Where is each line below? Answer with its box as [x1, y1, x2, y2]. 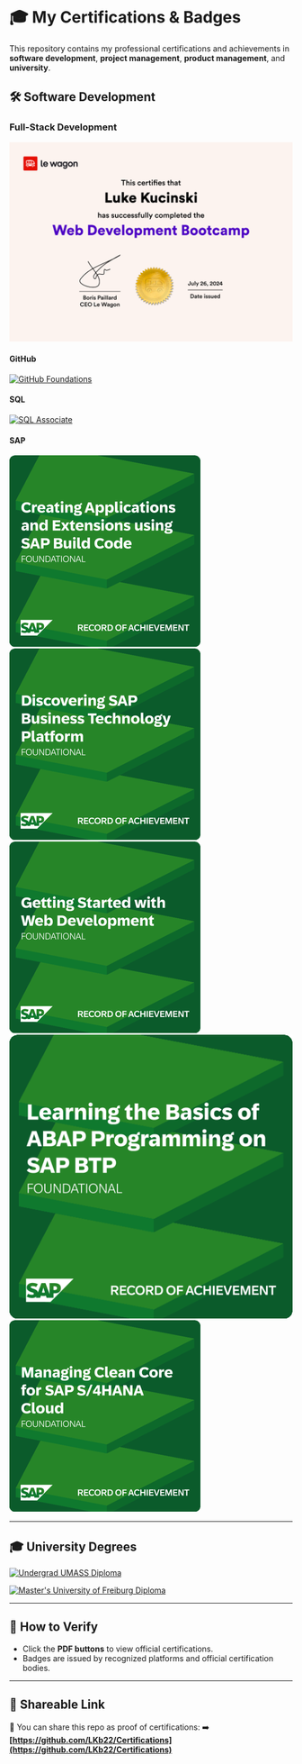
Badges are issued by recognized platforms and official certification [22, 1652, 274, 1663]
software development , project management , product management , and [9, 52, 286, 63]
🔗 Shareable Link [9, 1697, 105, 1713]
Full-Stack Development [9, 121, 118, 133]
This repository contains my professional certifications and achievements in [9, 42, 290, 54]
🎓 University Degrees [9, 1539, 138, 1554]
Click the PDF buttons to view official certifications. [22, 1643, 214, 1654]
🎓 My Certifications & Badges [9, 7, 241, 28]
